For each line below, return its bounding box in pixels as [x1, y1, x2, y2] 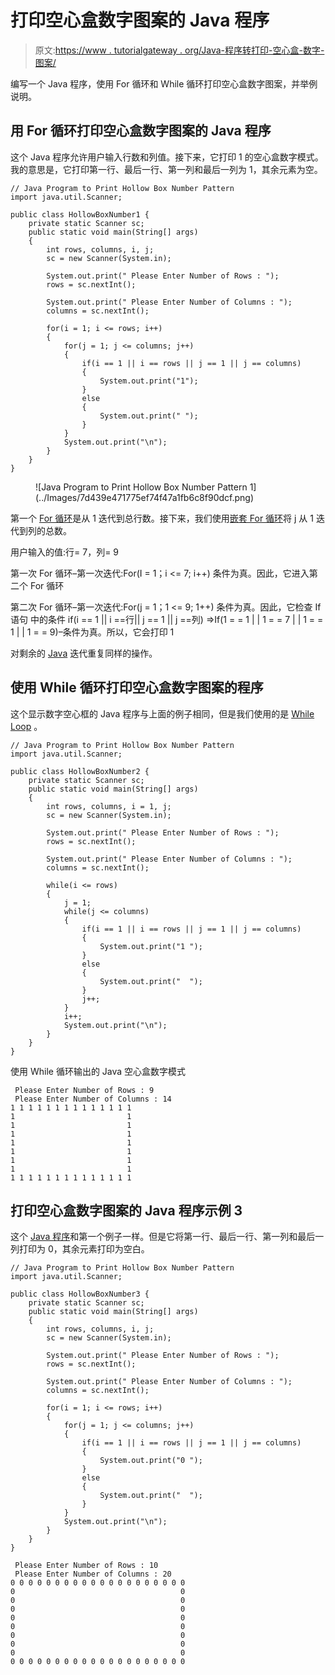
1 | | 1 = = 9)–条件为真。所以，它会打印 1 [10, 626, 175, 638]
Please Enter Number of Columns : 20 [14, 1569, 172, 1580]
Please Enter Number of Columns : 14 [14, 1094, 172, 1104]
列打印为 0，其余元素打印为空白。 [10, 1243, 150, 1255]
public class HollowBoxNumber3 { [10, 1289, 150, 1300]
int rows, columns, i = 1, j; [46, 801, 172, 811]
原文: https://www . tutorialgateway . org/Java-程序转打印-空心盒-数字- [34, 44, 325, 56]
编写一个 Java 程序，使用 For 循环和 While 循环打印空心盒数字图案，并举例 [10, 77, 318, 90]
